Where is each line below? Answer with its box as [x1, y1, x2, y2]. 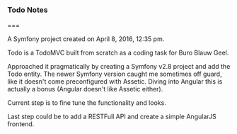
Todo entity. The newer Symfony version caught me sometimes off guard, [7, 69, 222, 79]
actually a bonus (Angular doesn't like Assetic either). [7, 85, 163, 94]
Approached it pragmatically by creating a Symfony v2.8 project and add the [7, 62, 231, 71]
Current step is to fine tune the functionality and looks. [7, 99, 166, 107]
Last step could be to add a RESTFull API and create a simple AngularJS [7, 112, 217, 121]
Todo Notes [7, 5, 48, 15]
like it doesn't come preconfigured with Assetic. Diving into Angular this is [7, 77, 223, 86]
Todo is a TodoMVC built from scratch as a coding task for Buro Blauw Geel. [7, 48, 229, 57]
